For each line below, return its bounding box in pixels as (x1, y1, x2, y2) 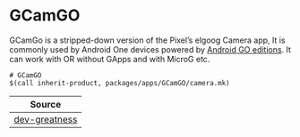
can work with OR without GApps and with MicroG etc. (9, 53, 210, 64)
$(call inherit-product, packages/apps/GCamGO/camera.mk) (9, 78, 230, 87)
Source (30, 98, 62, 110)
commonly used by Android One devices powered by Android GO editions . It (9, 44, 291, 54)
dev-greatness (13, 113, 78, 125)
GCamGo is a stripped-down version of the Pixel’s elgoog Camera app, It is (9, 35, 286, 45)
